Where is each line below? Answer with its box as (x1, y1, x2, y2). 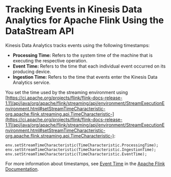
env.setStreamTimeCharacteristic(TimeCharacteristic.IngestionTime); (5, 147, 157, 152)
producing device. (12, 68, 51, 75)
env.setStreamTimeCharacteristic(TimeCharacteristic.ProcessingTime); (5, 142, 159, 148)
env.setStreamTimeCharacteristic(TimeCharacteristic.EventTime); (5, 151, 147, 157)
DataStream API (5, 26, 74, 37)
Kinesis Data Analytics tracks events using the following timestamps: (5, 42, 150, 48)
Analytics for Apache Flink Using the (5, 14, 164, 26)
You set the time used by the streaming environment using (5, 89, 128, 95)
